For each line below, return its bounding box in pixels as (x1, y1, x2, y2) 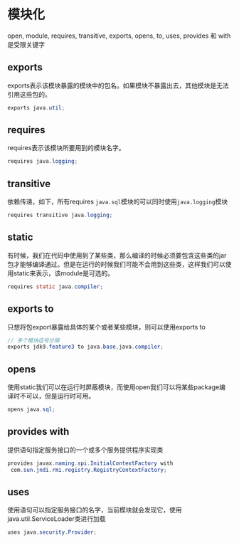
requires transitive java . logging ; (7, 211, 113, 219)
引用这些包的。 (7, 90, 51, 98)
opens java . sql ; (7, 406, 55, 413)
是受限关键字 (7, 40, 45, 48)
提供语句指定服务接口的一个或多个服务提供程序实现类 (7, 446, 164, 454)
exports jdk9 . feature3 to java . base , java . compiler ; (7, 343, 164, 351)
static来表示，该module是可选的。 (13, 268, 114, 278)
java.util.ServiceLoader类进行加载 (7, 515, 106, 523)
